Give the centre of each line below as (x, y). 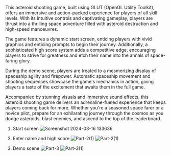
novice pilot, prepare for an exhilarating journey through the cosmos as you (84, 113)
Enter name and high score (41, 138)
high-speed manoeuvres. (32, 29)
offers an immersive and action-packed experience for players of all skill (81, 13)
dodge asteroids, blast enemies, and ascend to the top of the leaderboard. (83, 119)
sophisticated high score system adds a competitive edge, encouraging (81, 50)
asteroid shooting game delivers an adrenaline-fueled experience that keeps (86, 102)
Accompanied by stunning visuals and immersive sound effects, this (77, 97)
